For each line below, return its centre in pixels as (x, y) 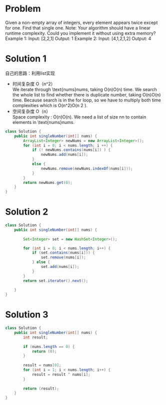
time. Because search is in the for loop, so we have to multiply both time (86, 100)
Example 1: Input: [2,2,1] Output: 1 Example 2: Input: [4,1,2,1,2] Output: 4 (78, 38)
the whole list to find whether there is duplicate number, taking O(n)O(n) (86, 94)
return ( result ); (41, 388)
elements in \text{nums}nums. (43, 122)
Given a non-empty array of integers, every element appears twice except (81, 22)
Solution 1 (26, 59)
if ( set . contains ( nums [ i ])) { (63, 253)
